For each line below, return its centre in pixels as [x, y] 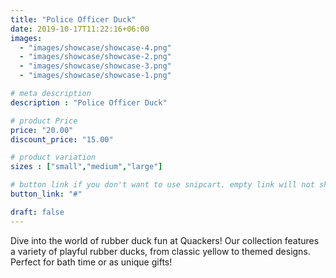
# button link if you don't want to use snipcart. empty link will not [162, 185]
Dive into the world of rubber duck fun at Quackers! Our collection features [165, 240]
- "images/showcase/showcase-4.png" [95, 47]
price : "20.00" [42, 130]
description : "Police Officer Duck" [89, 102]
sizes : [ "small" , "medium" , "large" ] [86, 167]
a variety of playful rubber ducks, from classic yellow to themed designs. [160, 251]
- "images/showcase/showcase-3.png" [95, 66]
